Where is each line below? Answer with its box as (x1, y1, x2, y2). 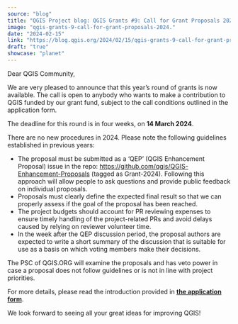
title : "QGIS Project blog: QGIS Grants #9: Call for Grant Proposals (7, 17, 220, 24)
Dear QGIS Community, (7, 69, 76, 78)
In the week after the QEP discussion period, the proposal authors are (17, 230, 221, 238)
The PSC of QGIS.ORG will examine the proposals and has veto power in (7, 258, 218, 267)
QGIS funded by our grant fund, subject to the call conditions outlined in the (7, 98, 229, 106)
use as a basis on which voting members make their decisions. (17, 245, 201, 253)
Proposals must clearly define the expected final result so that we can (17, 192, 222, 201)
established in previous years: (7, 140, 95, 149)
